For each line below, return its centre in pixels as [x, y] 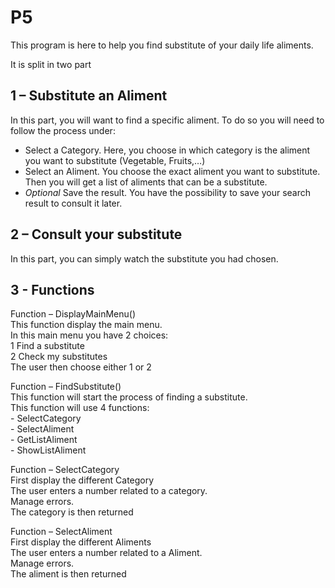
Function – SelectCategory [65, 470]
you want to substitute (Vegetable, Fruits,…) [115, 160]
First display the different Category [82, 480]
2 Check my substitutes [59, 357]
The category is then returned [72, 512]
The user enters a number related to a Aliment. [106, 553]
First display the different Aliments [81, 542]
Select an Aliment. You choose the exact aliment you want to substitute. [172, 171]
